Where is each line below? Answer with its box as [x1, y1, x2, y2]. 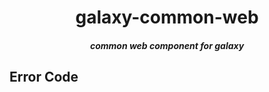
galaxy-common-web [75, 6, 259, 29]
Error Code [9, 69, 79, 86]
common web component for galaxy [89, 39, 245, 51]
